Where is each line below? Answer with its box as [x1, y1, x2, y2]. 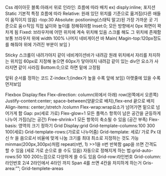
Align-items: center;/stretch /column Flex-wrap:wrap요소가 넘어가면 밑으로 [5, 104, 155, 110]
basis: [5, 123, 17, 128]
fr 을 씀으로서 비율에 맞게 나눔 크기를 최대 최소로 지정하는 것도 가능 [10, 135, 139, 141]
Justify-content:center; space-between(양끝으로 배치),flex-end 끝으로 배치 [5, 98, 155, 104]
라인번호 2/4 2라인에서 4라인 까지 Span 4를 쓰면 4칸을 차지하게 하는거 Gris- [5, 160, 154, 166]
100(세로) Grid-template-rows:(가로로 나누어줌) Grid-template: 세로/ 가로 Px [5, 129, 156, 135]
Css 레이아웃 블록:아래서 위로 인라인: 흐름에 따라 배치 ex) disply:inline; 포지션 [5, 4, 156, 10]
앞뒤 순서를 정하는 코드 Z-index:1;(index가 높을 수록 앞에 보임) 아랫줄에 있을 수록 [5, 75, 161, 81]
